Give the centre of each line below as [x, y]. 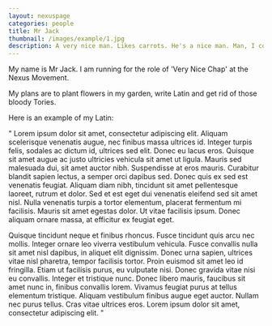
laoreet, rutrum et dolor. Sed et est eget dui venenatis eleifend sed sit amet [133, 194]
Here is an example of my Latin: [61, 118]
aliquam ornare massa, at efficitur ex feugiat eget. [91, 220]
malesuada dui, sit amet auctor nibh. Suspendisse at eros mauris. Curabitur [134, 168]
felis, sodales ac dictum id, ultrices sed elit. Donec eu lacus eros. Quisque [132, 151]
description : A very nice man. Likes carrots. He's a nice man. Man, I [132, 46]
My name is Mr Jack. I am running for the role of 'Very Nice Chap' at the [128, 69]
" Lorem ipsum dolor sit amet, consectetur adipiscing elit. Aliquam [118, 134]
